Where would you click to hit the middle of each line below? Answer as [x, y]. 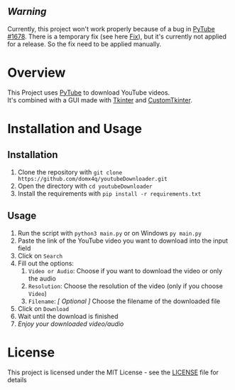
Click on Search [40, 255]
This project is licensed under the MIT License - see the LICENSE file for [113, 372]
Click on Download [43, 308]
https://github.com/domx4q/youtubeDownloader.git [93, 179]
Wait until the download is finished [68, 316]
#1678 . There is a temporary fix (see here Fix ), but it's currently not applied [117, 36]
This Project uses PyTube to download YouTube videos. [89, 93]
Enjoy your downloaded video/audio [71, 324]
